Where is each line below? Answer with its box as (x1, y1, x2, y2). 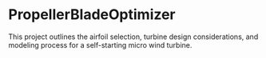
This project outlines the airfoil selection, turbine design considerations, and (8, 32, 259, 41)
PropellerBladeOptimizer (8, 6, 176, 24)
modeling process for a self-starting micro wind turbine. (8, 40, 193, 49)
